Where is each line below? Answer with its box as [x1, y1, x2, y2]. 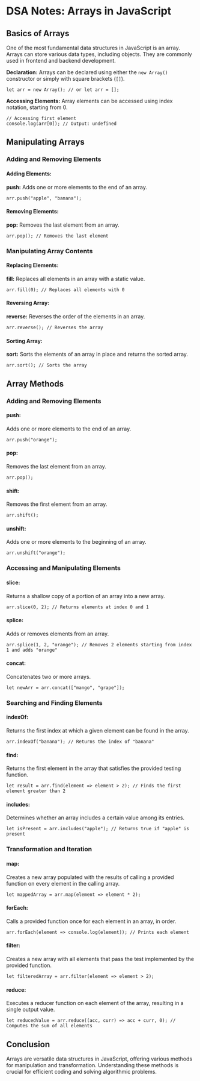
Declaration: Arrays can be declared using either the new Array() [6, 69, 168, 76]
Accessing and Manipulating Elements [6, 564, 121, 572]
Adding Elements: [6, 170, 52, 177]
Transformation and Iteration [6, 845, 92, 854]
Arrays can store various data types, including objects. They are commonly [6, 51, 192, 58]
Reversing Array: [6, 300, 50, 307]
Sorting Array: [6, 337, 43, 344]
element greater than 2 [6, 788, 66, 794]
